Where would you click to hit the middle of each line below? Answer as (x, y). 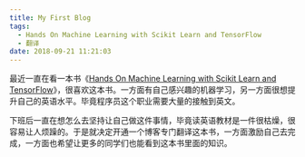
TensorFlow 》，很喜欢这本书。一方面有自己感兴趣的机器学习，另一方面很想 (148, 90)
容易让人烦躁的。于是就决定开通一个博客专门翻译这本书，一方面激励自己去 (148, 132)
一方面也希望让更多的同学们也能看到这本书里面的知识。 (128, 143)
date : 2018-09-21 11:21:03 (60, 52)
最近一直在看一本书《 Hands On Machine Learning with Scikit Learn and (143, 79)
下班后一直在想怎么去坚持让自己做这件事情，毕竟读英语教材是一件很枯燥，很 (152, 121)
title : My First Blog (50, 18)
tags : (20, 26)
